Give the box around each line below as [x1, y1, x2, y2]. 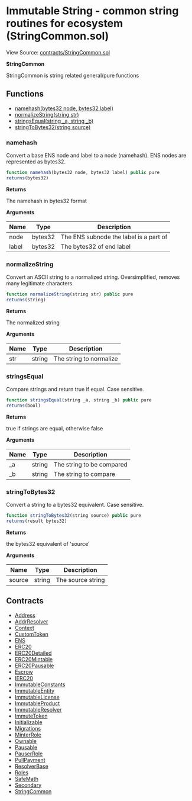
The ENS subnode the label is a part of [60, 233, 168, 241]
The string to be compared [53, 460, 128, 468]
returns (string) [6, 297, 46, 303]
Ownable [14, 737, 37, 744]
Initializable [14, 718, 43, 726]
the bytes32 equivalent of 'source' [6, 540, 90, 547]
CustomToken [14, 630, 48, 638]
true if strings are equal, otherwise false [6, 424, 103, 432]
